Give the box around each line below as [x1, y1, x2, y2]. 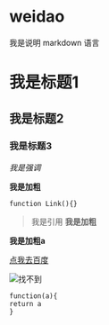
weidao [9, 6, 65, 27]
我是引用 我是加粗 [30, 216, 96, 227]
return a [9, 299, 42, 308]
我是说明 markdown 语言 [9, 37, 100, 48]
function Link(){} [9, 199, 78, 208]
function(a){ [9, 291, 58, 301]
